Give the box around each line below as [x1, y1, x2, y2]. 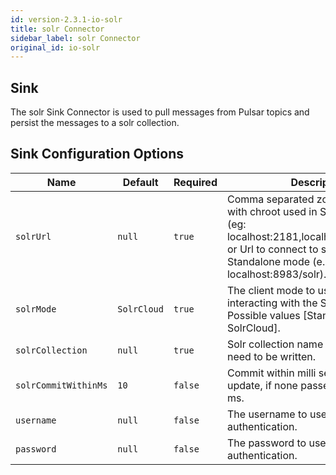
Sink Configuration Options [10, 146, 184, 163]
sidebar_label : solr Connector [10, 33, 141, 43]
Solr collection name [226, 337, 324, 351]
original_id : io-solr [10, 42, 101, 53]
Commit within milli [226, 366, 317, 380]
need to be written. [226, 349, 317, 363]
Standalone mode [226, 254, 311, 268]
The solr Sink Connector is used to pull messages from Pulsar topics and [10, 106, 310, 118]
